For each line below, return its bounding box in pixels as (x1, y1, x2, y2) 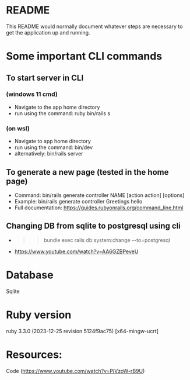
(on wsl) (6, 124, 30, 132)
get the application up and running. (6, 29, 90, 36)
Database (6, 268, 54, 281)
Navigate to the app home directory (14, 103, 100, 110)
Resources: (6, 348, 62, 361)
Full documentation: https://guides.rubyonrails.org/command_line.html (14, 204, 184, 211)
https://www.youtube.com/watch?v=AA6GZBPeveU (14, 248, 139, 255)
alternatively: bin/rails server (14, 150, 83, 157)
